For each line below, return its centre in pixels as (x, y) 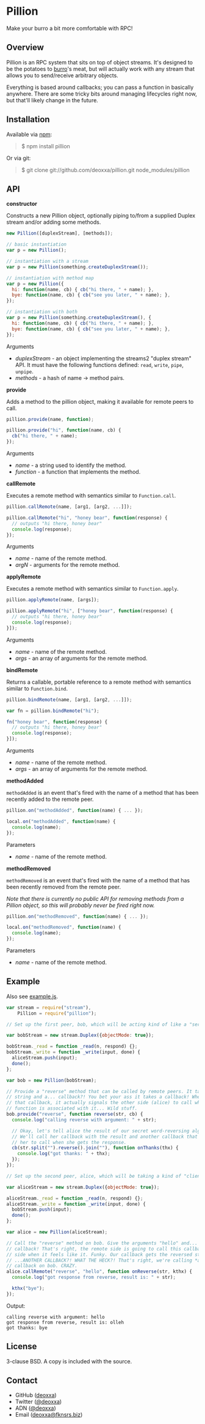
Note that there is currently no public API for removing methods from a (95, 898)
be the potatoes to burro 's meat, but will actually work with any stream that (101, 69)
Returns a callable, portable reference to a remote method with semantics (99, 682)
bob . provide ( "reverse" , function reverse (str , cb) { (75, 1114)
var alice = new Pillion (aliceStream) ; (57, 1232)
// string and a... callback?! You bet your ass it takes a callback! (98, 1097)
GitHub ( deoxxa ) (36, 1395)
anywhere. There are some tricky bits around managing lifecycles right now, (102, 94)
